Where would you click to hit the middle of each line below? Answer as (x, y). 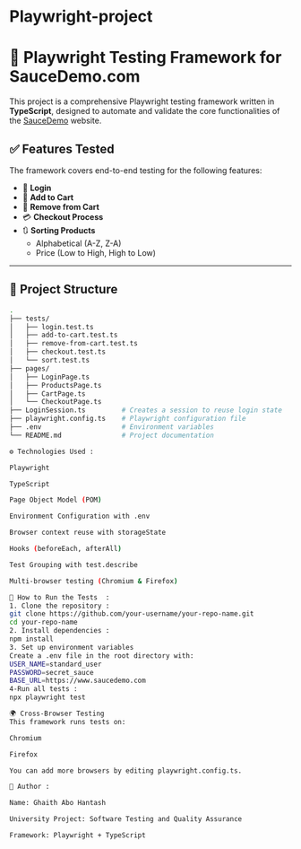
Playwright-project (81, 17)
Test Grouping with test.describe (74, 565)
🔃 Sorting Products (59, 230)
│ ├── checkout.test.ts (57, 352)
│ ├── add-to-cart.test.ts (64, 335)
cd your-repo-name (43, 622)
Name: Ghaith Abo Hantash (57, 803)
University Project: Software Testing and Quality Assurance (126, 819)
